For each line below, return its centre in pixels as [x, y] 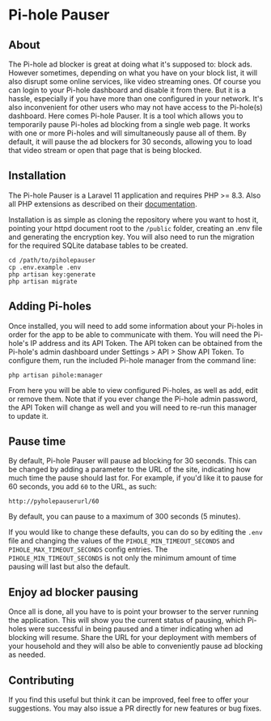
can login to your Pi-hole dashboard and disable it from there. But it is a [127, 90]
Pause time [37, 442]
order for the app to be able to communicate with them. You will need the [130, 335]
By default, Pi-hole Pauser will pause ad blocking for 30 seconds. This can [133, 461]
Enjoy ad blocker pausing [74, 592]
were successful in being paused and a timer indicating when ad [135, 629]
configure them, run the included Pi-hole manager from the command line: [132, 360]
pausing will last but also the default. [70, 567]
